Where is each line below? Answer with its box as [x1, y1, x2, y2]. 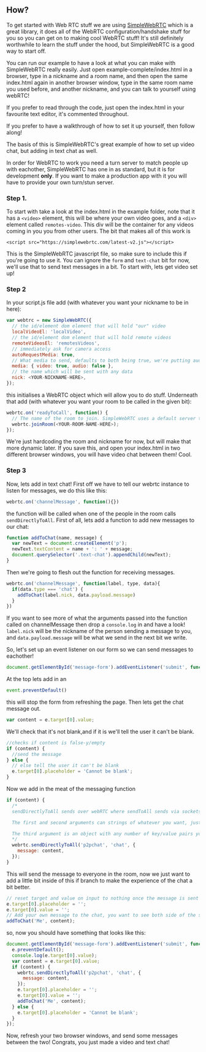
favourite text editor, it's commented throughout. [6, 110, 129, 117]
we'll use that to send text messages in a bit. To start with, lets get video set [6, 263, 198, 271]
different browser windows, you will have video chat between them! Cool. [6, 451, 192, 458]
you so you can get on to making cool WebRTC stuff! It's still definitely [6, 34, 184, 42]
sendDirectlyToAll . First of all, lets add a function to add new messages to [6, 516, 195, 524]
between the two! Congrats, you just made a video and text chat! [6, 1038, 170, 1046]
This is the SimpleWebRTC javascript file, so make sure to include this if [6, 250, 187, 257]
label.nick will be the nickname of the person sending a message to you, [6, 628, 193, 635]
